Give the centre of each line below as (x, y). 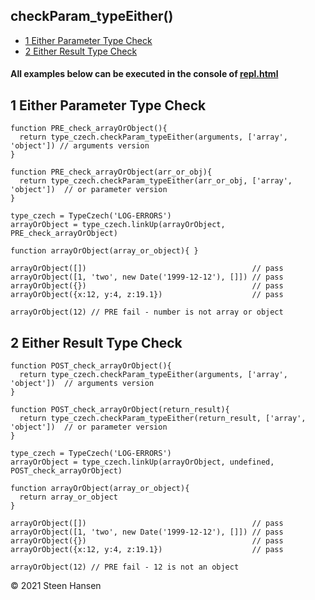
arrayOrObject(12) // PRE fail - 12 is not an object (125, 567)
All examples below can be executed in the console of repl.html (144, 74)
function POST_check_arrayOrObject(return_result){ (120, 410)
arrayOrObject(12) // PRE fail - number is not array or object (147, 312)
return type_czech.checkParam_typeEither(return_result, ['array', (163, 419)
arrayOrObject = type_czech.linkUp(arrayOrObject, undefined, (142, 462)
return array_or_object (68, 497)
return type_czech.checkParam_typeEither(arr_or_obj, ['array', (156, 181)
